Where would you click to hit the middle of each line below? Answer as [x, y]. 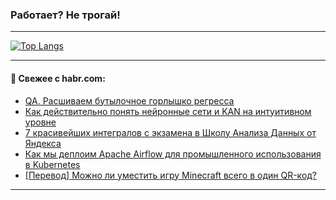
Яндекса [43, 143]
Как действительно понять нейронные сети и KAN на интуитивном [168, 111]
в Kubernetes [52, 164]
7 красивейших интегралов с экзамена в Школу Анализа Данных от [170, 132]
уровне [40, 122]
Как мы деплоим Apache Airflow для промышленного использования [173, 154]
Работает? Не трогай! [65, 15]
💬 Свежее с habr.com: [58, 78]
